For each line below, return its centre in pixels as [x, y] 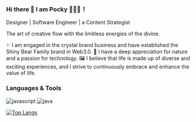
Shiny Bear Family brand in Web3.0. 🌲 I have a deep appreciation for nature [97, 52]
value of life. [21, 73]
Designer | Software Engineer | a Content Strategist [68, 22]
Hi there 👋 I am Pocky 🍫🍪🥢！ [46, 9]
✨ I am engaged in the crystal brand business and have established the [92, 45]
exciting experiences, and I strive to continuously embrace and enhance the [98, 67]
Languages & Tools [34, 88]
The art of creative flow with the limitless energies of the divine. [83, 34]
